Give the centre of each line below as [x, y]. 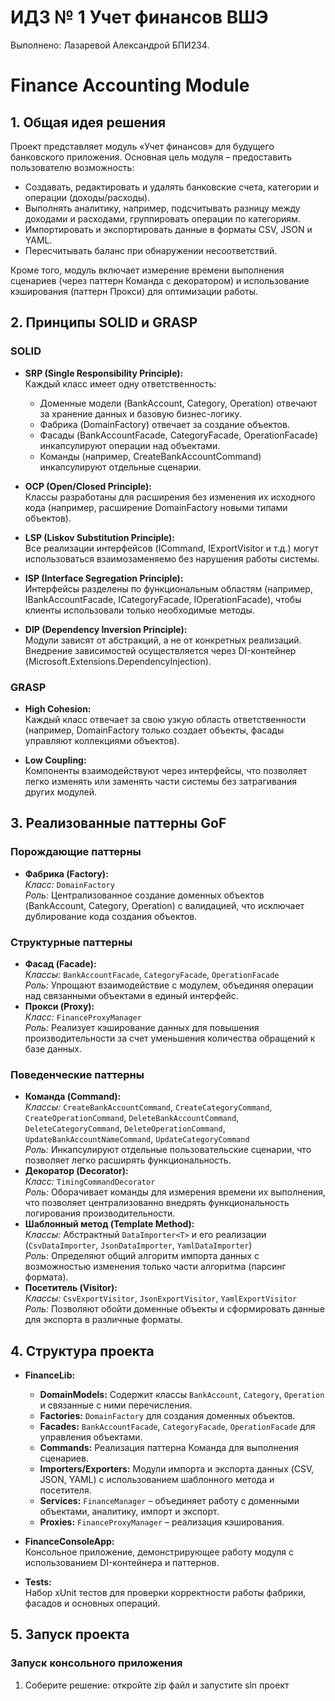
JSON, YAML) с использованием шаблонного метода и [157, 1480]
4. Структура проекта [82, 1351]
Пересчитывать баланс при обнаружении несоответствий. [151, 250]
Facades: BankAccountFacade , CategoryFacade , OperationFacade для [177, 1427]
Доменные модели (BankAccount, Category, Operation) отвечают [178, 403]
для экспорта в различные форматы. [103, 1320]
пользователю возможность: [72, 167]
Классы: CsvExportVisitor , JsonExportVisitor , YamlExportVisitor [161, 1298]
